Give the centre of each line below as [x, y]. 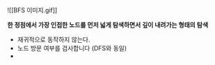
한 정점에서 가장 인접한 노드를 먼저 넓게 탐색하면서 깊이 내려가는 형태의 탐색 [108, 25]
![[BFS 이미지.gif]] [32, 10]
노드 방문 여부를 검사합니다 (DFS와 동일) [72, 48]
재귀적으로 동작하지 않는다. [54, 39]
